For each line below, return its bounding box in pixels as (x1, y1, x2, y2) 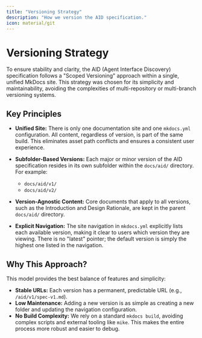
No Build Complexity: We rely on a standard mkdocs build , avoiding (14, 312, 183, 319)
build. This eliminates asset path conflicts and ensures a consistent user (14, 138, 195, 145)
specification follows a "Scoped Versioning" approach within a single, (6, 72, 179, 79)
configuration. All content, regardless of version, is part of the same (14, 131, 184, 138)
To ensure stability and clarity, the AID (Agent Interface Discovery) (6, 66, 171, 73)
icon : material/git (6, 20, 55, 26)
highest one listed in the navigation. (14, 242, 104, 249)
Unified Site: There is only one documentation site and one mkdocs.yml (14, 124, 191, 132)
